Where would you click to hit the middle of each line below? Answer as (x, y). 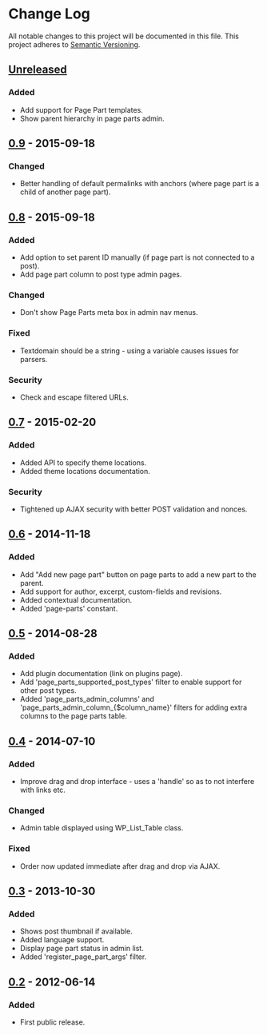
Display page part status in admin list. (82, 949)
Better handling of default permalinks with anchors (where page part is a (139, 184)
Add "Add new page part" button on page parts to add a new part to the (138, 574)
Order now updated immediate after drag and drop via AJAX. (120, 866)
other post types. (48, 691)
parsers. (34, 359)
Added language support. (62, 940)
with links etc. (43, 790)
